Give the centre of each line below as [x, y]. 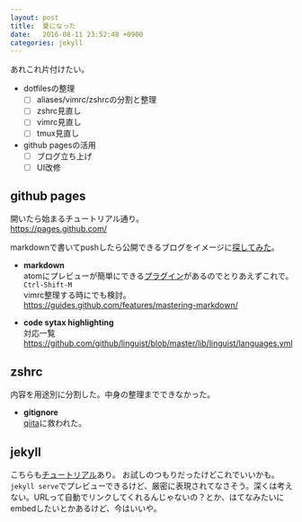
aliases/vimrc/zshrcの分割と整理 [97, 100]
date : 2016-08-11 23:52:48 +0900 [77, 34]
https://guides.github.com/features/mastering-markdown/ [131, 305]
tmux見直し [58, 133]
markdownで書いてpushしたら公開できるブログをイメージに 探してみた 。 [145, 247]
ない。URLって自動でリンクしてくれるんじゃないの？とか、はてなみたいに [147, 497]
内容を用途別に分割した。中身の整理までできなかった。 [112, 394]
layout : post [35, 18]
